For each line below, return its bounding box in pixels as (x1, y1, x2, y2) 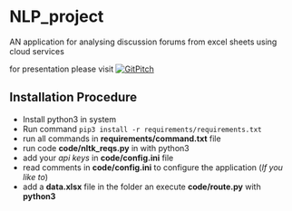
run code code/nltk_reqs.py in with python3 (22, 142, 190, 153)
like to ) (22, 171, 48, 182)
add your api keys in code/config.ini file (22, 152, 174, 163)
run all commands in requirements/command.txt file (22, 133, 221, 144)
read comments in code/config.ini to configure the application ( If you (22, 161, 284, 173)
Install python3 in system (22, 113, 117, 124)
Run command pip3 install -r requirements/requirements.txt (22, 123, 263, 134)
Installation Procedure (9, 90, 138, 105)
